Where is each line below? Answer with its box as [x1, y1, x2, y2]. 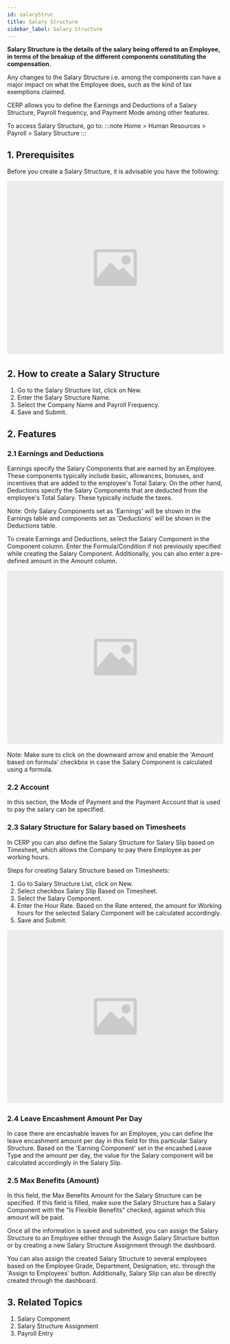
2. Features [7, 428, 57, 440]
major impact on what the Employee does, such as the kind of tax [7, 80, 192, 89]
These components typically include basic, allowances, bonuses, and [7, 471, 204, 479]
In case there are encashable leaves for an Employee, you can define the [7, 1129, 214, 1138]
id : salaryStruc [7, 11, 54, 18]
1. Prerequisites [7, 149, 75, 161]
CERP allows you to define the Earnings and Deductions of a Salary [7, 101, 197, 109]
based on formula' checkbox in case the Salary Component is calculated [7, 758, 213, 766]
